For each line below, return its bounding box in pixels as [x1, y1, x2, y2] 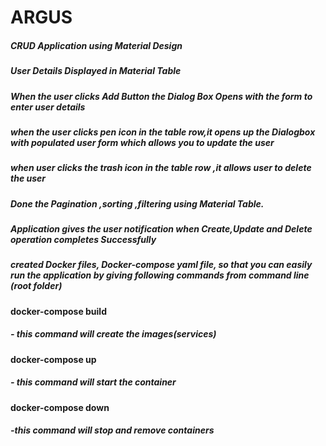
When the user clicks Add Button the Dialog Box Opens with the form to [10, 90, 313, 102]
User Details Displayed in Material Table [10, 65, 182, 77]
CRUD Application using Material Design [10, 39, 183, 51]
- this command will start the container [10, 376, 177, 388]
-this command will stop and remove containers [10, 424, 215, 436]
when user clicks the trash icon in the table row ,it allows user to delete [10, 162, 312, 174]
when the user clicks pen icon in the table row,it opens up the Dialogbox [10, 126, 316, 138]
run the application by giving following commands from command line [10, 269, 310, 281]
